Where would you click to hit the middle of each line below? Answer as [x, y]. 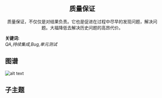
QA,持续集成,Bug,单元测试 [31, 44]
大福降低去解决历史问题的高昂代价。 [86, 27]
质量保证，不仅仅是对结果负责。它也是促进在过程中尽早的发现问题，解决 [80, 22]
